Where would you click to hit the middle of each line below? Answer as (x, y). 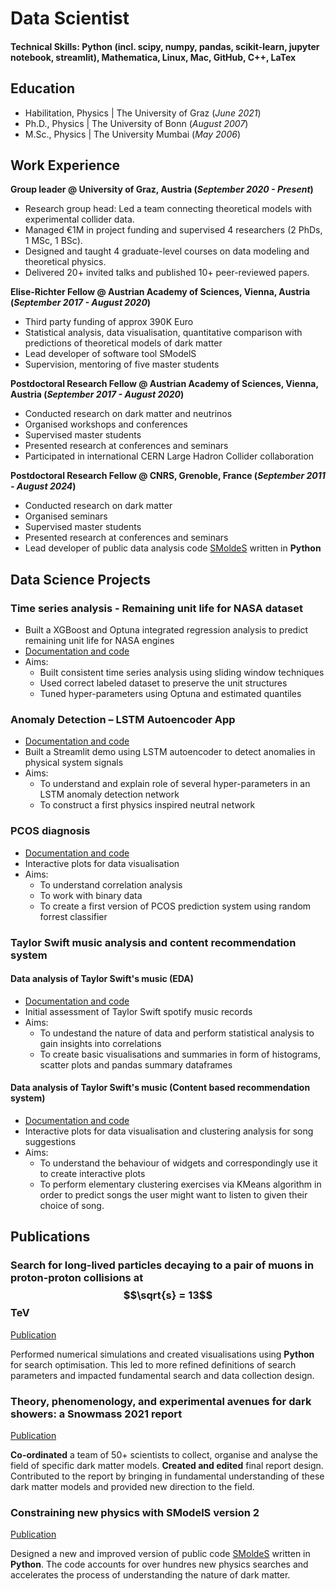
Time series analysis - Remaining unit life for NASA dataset (157, 608)
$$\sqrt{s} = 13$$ (168, 1295)
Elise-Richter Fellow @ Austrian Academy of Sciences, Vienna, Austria (160, 292)
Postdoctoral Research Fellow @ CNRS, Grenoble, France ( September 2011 (168, 476)
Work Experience (65, 165)
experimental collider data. (79, 219)
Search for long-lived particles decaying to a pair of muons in (162, 1265)
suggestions (50, 1142)
